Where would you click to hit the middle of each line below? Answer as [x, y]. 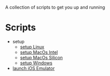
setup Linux [32, 47]
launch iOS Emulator [34, 68]
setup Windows [36, 63]
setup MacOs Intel [39, 52]
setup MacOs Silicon [41, 57]
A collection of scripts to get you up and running [55, 7]
